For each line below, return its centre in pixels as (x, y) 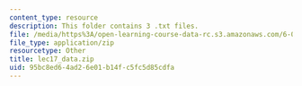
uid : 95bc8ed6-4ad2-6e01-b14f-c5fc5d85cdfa (92, 68)
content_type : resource (54, 17)
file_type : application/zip (62, 43)
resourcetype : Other (48, 51)
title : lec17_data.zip (52, 59)
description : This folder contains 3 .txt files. (104, 26)
